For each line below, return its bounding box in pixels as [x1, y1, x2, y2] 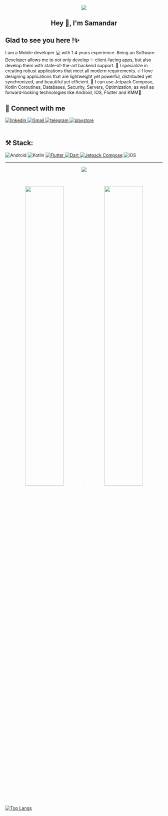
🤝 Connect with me [5, 104, 65, 112]
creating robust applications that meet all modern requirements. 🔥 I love [5, 68, 153, 74]
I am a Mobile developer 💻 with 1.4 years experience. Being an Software [5, 50, 155, 56]
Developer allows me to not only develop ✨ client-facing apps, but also [5, 57, 151, 63]
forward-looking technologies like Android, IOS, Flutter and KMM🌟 [5, 89, 141, 95]
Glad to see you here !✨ [5, 36, 80, 45]
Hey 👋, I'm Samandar [50, 19, 117, 28]
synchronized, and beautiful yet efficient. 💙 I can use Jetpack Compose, [5, 79, 154, 85]
